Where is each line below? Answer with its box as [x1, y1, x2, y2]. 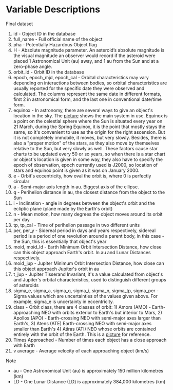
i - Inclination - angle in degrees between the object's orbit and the [13, 200, 156, 206]
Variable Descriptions [6, 4, 101, 15]
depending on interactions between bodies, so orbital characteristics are [13, 80, 167, 86]
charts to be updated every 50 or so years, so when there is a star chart [13, 151, 166, 157]
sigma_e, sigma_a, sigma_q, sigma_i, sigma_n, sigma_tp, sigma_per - [13, 287, 159, 294]
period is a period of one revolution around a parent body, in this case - [13, 233, 165, 239]
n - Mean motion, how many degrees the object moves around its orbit [13, 211, 163, 217]
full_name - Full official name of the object [13, 36, 103, 42]
